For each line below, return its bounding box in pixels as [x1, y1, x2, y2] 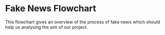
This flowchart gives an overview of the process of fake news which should [5, 19, 161, 25]
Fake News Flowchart [5, 3, 96, 14]
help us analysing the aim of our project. [5, 24, 88, 30]
